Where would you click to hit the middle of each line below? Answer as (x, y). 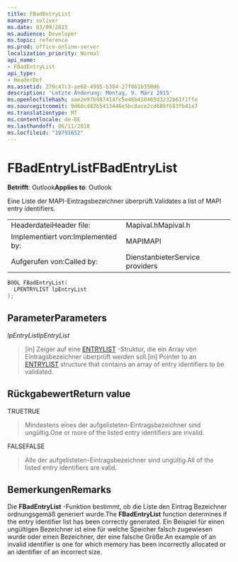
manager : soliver (33, 21)
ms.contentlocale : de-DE (44, 119)
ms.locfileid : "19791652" (45, 133)
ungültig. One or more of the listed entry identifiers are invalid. (114, 432)
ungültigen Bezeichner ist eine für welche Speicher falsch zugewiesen (110, 529)
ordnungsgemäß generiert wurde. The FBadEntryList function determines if (117, 514)
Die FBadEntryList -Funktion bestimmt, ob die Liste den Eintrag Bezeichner (117, 507)
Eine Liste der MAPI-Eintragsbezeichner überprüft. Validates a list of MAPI (114, 201)
